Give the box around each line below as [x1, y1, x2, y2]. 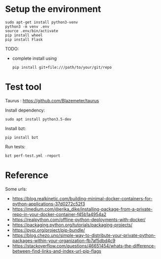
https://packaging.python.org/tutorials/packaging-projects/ [12, 221, 133, 228]
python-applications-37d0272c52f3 [12, 201, 85, 207]
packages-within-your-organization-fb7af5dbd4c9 [12, 237, 116, 243]
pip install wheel [5, 33, 43, 38]
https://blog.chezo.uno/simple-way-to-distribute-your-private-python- [12, 232, 156, 238]
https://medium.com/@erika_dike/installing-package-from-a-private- [12, 206, 153, 212]
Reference [5, 170, 48, 181]
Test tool [5, 82, 42, 92]
